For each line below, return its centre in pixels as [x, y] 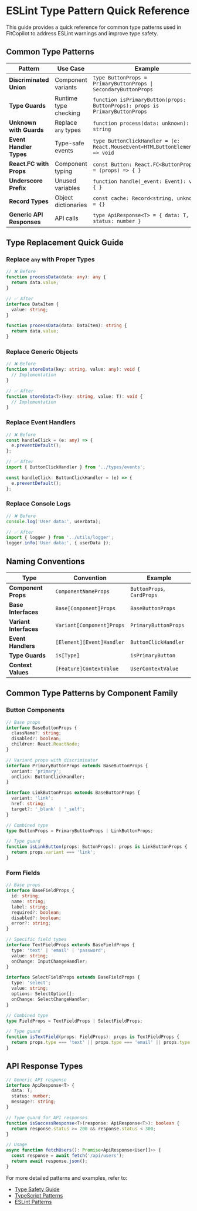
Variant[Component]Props [90, 626]
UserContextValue [154, 669]
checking [67, 113]
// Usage [17, 1145]
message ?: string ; [34, 1102]
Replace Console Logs [39, 504]
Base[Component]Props [86, 608]
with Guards [26, 129]
